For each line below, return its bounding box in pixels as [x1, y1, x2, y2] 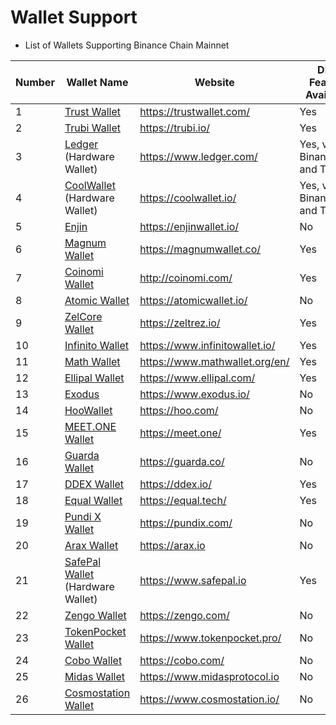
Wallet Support [10, 6, 138, 29]
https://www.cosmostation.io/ [139, 692, 280, 706]
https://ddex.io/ [139, 477, 212, 491]
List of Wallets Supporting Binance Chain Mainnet [24, 39, 230, 51]
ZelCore [64, 309, 103, 323]
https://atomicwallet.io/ [139, 293, 248, 307]
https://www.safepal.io [139, 573, 247, 587]
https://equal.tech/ [139, 493, 227, 507]
